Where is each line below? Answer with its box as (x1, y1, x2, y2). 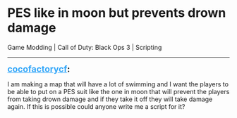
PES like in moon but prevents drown (7, 5, 226, 21)
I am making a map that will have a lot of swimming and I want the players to (7, 79, 229, 88)
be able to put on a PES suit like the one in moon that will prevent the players (7, 87, 230, 96)
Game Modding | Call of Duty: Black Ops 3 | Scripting (7, 43, 162, 51)
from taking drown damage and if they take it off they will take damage (7, 95, 213, 103)
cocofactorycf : (7, 63, 71, 74)
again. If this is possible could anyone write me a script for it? (7, 102, 186, 110)
